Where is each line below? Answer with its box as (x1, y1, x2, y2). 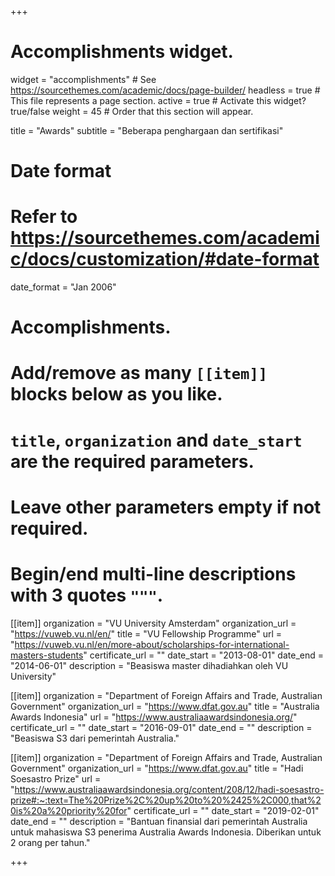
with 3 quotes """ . (10, 584, 164, 606)
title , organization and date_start (10, 429, 303, 451)
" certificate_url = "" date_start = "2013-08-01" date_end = (83, 649, 324, 661)
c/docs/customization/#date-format (10, 248, 320, 271)
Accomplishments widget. (10, 41, 234, 63)
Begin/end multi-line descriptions (10, 563, 297, 585)
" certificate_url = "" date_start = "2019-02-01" (126, 804, 320, 816)
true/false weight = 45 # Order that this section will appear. (10, 105, 254, 117)
